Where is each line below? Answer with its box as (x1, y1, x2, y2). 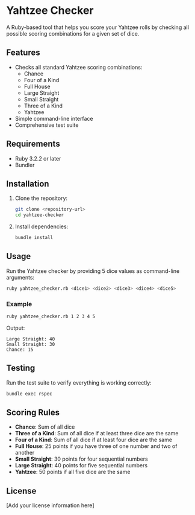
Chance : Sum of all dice (14, 423, 75, 430)
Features (6, 48, 40, 58)
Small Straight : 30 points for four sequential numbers (14, 455, 149, 462)
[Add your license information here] (6, 502, 94, 509)
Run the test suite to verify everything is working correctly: (6, 379, 152, 386)
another (14, 449, 35, 456)
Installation (6, 179, 49, 189)
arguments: (6, 273, 35, 281)
